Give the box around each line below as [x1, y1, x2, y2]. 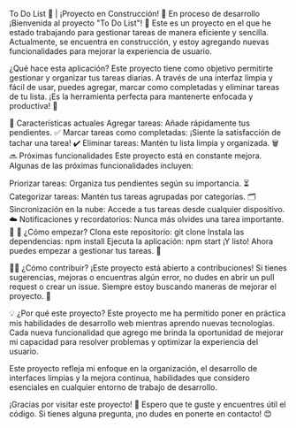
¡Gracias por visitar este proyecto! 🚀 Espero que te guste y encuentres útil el [9, 399, 287, 409]
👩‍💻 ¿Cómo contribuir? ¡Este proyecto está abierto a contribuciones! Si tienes [9, 263, 287, 273]
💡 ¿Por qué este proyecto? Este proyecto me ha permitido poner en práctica [9, 308, 286, 318]
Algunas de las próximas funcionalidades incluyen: [9, 160, 194, 171]
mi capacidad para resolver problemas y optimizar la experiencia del [9, 337, 259, 347]
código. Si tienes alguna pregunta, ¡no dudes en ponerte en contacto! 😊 [9, 409, 272, 419]
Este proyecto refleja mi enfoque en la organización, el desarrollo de [9, 363, 258, 373]
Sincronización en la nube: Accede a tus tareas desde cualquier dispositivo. [9, 204, 285, 214]
